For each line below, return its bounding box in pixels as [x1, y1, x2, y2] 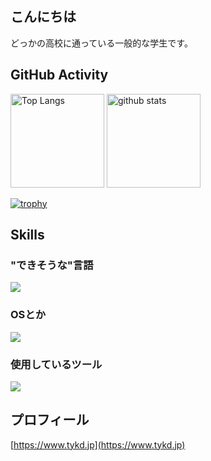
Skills [10, 227, 45, 244]
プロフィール [10, 412, 90, 429]
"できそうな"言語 [10, 258, 94, 272]
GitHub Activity [10, 67, 109, 84]
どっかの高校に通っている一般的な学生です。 [10, 37, 193, 49]
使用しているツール [10, 357, 103, 371]
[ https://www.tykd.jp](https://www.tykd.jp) [10, 438, 186, 451]
